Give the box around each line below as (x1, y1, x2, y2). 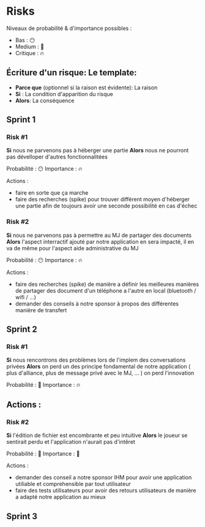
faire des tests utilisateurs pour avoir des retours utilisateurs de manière (15, 487, 196, 494)
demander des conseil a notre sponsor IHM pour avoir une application (15, 474, 192, 481)
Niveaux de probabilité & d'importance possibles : (6, 24, 132, 32)
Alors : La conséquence (15, 97, 75, 104)
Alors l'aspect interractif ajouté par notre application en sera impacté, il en (6, 237, 195, 245)
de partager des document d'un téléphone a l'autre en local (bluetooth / (15, 286, 196, 294)
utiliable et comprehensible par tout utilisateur (15, 480, 132, 488)
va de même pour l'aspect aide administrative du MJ (6, 244, 139, 252)
